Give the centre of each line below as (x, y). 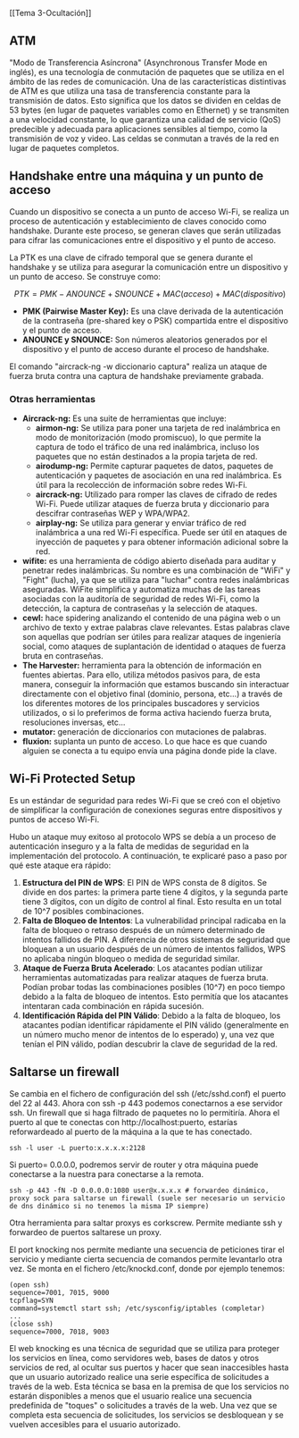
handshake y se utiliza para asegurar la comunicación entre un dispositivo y (149, 266)
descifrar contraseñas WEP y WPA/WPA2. (112, 513)
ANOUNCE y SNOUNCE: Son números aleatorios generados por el (145, 340)
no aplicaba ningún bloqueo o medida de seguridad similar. (131, 958)
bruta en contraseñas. (63, 655)
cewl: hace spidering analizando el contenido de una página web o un (151, 618)
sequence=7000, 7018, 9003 (59, 1332)
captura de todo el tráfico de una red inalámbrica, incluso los (147, 447)
